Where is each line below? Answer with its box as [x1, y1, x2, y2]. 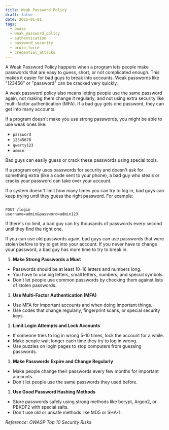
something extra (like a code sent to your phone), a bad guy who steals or [5, 172, 160, 178]
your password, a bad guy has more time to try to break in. [5, 246, 128, 253]
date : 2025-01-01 [5, 17, 42, 22]
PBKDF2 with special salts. [12, 404, 69, 410]
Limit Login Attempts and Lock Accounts [12, 322, 100, 329]
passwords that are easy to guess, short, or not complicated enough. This [5, 69, 160, 75]
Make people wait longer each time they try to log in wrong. [12, 338, 138, 344]
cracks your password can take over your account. [5, 177, 112, 184]
